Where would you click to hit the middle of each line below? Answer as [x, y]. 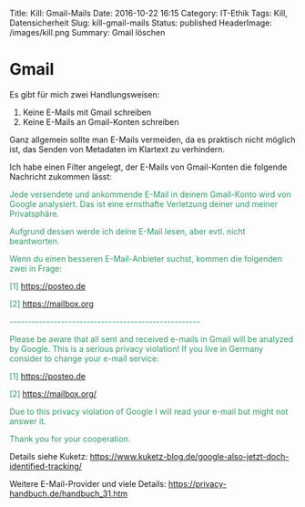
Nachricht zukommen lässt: [61, 176]
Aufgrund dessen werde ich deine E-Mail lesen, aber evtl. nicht [127, 231]
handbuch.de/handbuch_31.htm [69, 493]
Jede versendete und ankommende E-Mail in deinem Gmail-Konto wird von [150, 194]
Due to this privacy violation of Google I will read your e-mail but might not [149, 411]
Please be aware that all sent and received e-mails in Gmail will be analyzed [152, 339]
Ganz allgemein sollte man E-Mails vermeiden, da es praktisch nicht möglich [152, 140]
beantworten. [35, 241]
